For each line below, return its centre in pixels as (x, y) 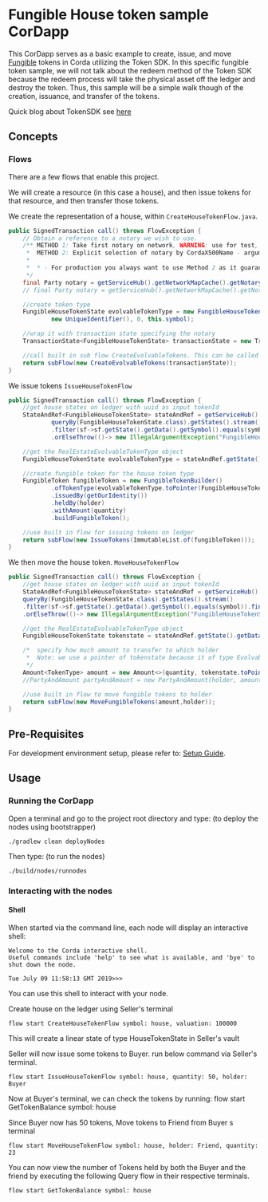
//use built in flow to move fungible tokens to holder (118, 694)
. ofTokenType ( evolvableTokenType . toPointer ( (126, 488)
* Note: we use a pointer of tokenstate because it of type (130, 658)
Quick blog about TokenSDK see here (70, 111)
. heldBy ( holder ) (78, 503)
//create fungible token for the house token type (108, 473)
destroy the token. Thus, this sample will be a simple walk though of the (126, 87)
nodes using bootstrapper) (52, 826)
